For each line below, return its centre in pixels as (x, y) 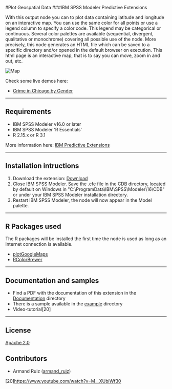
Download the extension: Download (50, 178)
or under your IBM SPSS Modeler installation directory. (70, 194)
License (18, 330)
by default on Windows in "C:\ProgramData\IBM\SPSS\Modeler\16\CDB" (89, 189)
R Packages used (33, 227)
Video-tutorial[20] (32, 309)
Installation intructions (42, 166)
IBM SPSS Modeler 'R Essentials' (47, 129)
